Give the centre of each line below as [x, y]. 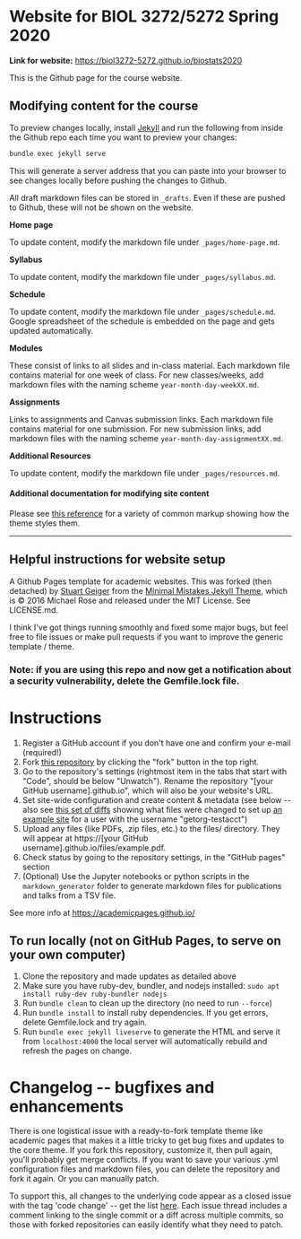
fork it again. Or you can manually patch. [84, 1179]
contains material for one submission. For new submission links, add [135, 429]
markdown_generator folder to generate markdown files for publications [152, 886]
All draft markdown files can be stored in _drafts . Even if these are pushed [147, 197]
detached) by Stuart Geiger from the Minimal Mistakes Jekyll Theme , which [149, 590]
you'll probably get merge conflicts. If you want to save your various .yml [144, 1160]
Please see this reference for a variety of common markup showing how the [149, 513]
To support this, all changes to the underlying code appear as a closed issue [150, 1196]
